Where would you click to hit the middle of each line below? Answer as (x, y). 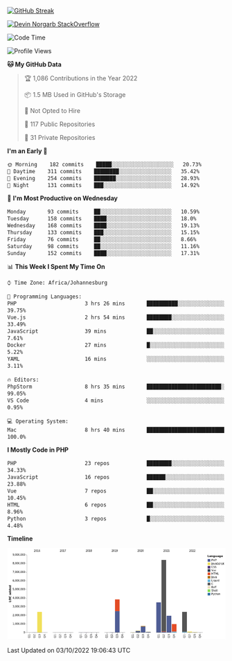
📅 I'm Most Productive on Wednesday (62, 198)
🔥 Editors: (23, 380)
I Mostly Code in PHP (38, 450)
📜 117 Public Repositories (60, 124)
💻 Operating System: (38, 421)
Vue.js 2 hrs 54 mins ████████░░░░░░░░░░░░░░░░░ (116, 317)
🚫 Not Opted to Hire (52, 111)
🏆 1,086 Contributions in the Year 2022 (81, 78)
